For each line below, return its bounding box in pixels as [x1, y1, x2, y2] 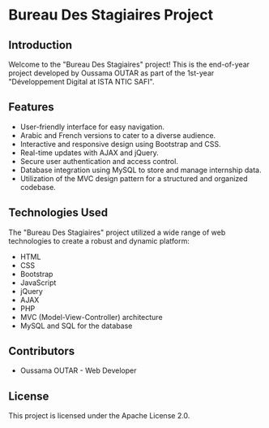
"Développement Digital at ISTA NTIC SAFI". [8, 77, 155, 86]
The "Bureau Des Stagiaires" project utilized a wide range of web [8, 227, 226, 237]
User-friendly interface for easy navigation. [19, 122, 164, 132]
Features [8, 100, 54, 115]
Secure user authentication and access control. [19, 156, 178, 166]
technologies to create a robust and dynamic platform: [8, 236, 190, 245]
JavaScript [19, 278, 57, 287]
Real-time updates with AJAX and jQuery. [19, 148, 160, 158]
